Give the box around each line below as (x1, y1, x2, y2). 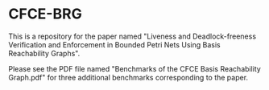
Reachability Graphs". (8, 48, 81, 58)
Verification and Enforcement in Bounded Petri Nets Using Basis (8, 39, 221, 49)
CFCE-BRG (8, 5, 82, 23)
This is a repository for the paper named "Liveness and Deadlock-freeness (8, 31, 256, 41)
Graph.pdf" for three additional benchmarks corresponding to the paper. (8, 72, 248, 82)
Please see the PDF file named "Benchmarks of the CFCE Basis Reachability (8, 63, 262, 73)
